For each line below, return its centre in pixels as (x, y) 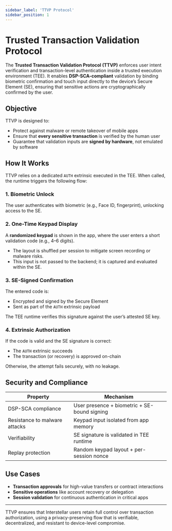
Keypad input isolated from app (111, 420)
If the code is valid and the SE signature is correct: (58, 341)
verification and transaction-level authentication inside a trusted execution (84, 71)
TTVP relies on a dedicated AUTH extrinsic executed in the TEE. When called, (85, 176)
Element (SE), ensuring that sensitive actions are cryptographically (76, 87)
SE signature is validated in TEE (111, 435)
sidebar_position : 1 (27, 15)
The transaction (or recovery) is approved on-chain (67, 356)
